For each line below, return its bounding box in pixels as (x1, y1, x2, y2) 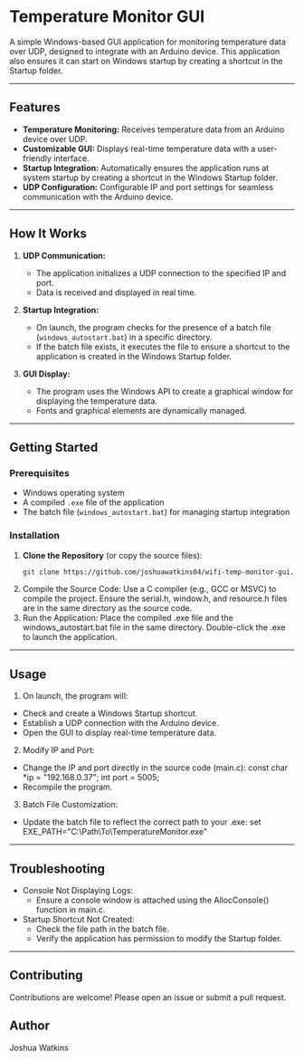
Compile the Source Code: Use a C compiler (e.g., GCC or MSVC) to (22, 584, 277, 595)
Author (9, 1018, 50, 1034)
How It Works (9, 226, 88, 242)
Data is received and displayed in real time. (35, 287, 197, 298)
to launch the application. (22, 632, 118, 643)
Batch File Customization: (22, 799, 119, 810)
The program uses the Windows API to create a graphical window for (35, 386, 294, 396)
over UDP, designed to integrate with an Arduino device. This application (9, 45, 280, 56)
